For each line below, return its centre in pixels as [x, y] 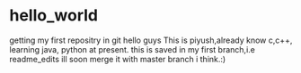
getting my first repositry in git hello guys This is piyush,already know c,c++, [151, 40]
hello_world [54, 16]
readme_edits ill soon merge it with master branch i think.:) [118, 59]
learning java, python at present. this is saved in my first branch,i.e [133, 49]
